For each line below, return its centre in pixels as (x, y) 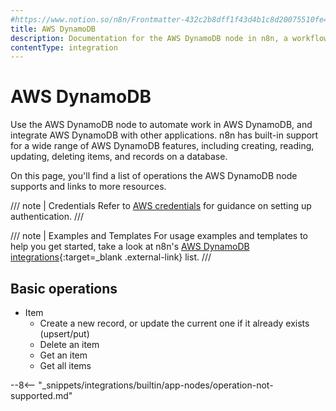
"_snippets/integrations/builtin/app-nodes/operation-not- (156, 385)
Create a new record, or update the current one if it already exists (174, 323)
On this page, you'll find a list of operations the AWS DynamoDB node (154, 176)
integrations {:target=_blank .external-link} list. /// (111, 257)
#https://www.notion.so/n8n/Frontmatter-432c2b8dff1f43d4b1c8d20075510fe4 (169, 19)
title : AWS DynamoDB (53, 29)
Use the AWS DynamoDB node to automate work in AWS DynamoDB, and (161, 125)
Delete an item (69, 344)
